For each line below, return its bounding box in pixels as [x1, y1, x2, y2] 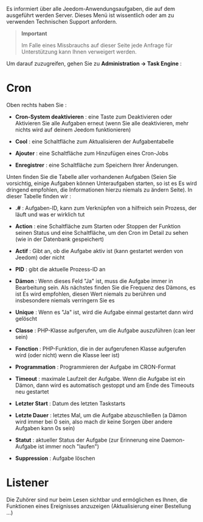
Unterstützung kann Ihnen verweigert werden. [21, 48, 137, 55]
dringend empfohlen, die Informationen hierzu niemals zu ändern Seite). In [6, 186, 193, 193]
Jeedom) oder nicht [15, 254, 65, 261]
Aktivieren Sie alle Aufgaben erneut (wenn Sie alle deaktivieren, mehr [15, 119, 189, 127]
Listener [6, 476, 49, 490]
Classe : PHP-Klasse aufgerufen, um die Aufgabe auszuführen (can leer [15, 327, 196, 334]
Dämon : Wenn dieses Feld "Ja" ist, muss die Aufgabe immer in [15, 277, 173, 285]
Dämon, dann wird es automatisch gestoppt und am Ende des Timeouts [15, 381, 194, 389]
